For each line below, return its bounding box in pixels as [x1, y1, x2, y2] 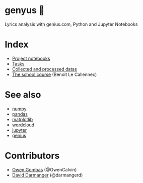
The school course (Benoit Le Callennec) [12, 71, 97, 77]
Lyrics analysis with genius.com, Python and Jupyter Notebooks [5, 21, 138, 27]
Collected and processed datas [12, 66, 78, 72]
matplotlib [12, 116, 33, 122]
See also [5, 89, 41, 101]
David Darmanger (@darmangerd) [12, 172, 83, 178]
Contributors [5, 150, 60, 161]
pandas [12, 111, 28, 117]
